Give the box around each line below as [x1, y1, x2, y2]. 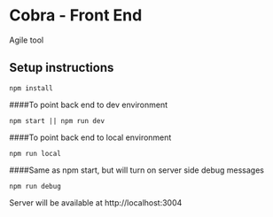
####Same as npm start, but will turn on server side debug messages [9, 165, 264, 175]
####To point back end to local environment [9, 132, 172, 143]
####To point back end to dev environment [9, 99, 168, 110]
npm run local [9, 149, 62, 158]
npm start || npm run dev [9, 116, 105, 125]
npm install [9, 83, 53, 93]
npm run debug [9, 182, 62, 190]
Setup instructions [9, 60, 114, 75]
